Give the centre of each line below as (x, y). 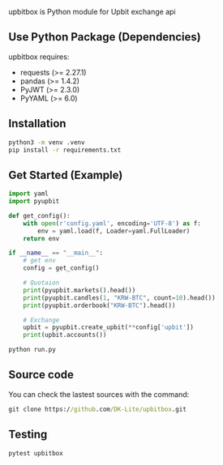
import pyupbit (34, 202)
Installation (37, 124)
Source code (41, 375)
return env (41, 238)
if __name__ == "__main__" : (56, 253)
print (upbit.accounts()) (65, 335)
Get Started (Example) (66, 175)
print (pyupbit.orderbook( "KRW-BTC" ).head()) (99, 305)
